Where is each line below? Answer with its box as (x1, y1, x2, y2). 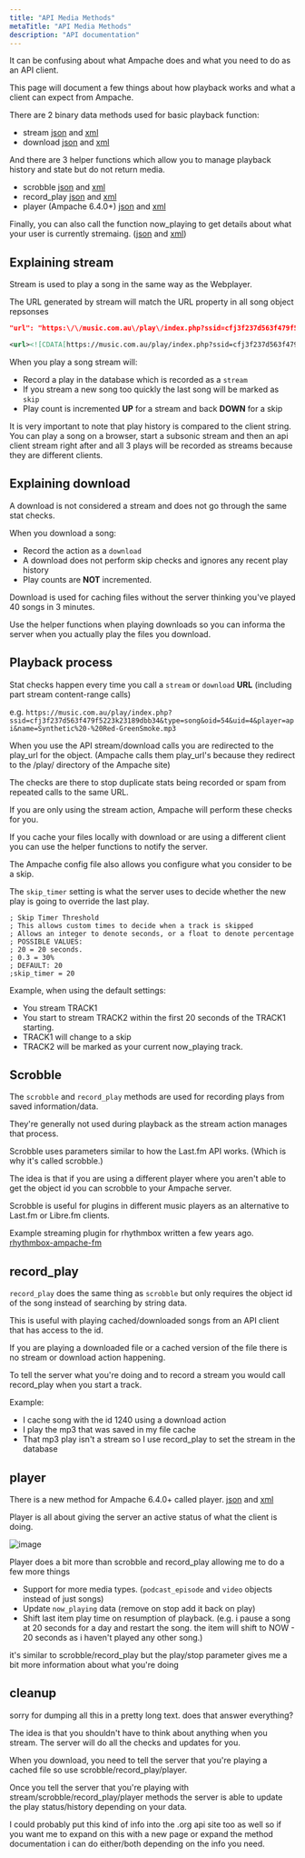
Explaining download (9, 476, 131, 492)
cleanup (9, 1685, 57, 1701)
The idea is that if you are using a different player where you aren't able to (9, 1174, 286, 1184)
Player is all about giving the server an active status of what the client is (9, 1512, 278, 1523)
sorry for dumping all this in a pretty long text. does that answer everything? (9, 1710, 293, 1721)
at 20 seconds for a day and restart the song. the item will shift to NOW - (22, 1623, 295, 1633)
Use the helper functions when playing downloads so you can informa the (9, 619, 286, 630)
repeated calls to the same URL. (9, 786, 129, 797)
